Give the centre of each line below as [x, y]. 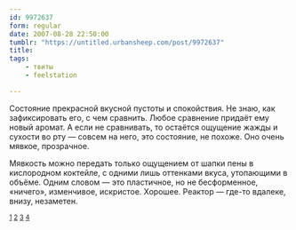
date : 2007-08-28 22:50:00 [59, 34]
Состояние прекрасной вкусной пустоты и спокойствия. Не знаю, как [142, 108]
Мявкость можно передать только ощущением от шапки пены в [132, 163]
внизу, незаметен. [44, 201]
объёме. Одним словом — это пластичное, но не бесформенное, [134, 182]
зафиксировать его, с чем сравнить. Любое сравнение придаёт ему [139, 117]
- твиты [39, 67]
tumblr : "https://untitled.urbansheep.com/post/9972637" [117, 42]
